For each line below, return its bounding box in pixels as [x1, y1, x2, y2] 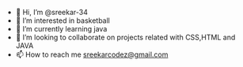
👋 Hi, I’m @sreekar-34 [15, 8, 89, 17]
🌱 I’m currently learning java [15, 24, 108, 33]
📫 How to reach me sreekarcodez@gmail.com [15, 50, 169, 59]
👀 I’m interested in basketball [15, 16, 111, 25]
